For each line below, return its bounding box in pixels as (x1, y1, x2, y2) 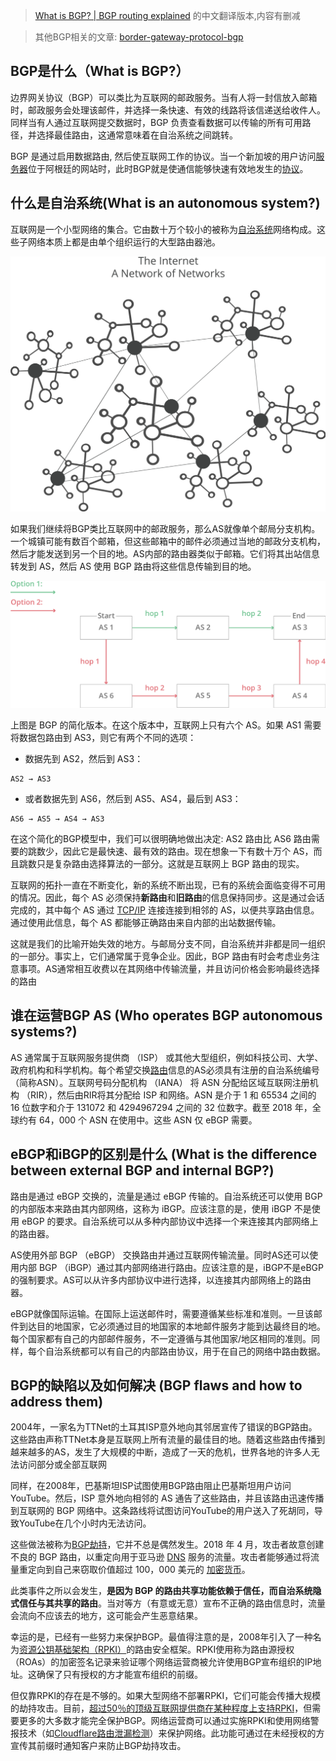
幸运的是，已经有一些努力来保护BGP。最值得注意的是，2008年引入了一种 (10, 1631, 313, 1643)
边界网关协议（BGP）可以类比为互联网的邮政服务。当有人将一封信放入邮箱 (10, 91, 318, 103)
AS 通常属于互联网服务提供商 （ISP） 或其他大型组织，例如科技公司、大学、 (10, 1051, 324, 1063)
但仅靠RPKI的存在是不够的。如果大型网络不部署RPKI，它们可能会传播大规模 (10, 1690, 322, 1702)
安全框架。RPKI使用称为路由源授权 (152, 1644, 295, 1656)
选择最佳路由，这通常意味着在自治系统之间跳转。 (36, 129, 238, 141)
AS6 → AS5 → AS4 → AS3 (10, 814, 105, 824)
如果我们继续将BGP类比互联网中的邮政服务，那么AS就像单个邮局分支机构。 (10, 522, 321, 534)
